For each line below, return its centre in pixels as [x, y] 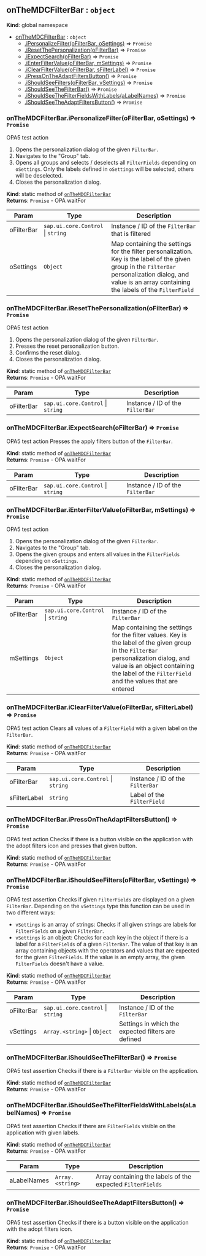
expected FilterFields [129, 1184]
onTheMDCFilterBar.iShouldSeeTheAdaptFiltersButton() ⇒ [95, 1203]
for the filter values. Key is [149, 635]
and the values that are [145, 681]
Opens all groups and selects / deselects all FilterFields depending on [106, 163]
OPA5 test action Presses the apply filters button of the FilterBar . [90, 441]
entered [123, 689]
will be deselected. [39, 176]
